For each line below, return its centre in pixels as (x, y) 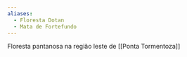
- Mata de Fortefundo (45, 26)
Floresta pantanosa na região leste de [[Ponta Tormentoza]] (94, 47)
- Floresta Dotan (39, 20)
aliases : (20, 14)
